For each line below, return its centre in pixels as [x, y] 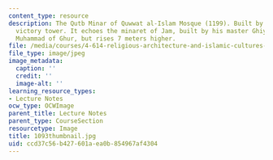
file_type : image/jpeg [47, 53]
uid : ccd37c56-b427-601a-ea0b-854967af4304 [83, 143]
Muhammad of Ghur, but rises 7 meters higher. [96, 38]
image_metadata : [36, 61]
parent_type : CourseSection [56, 121]
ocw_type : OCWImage [41, 106]
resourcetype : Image [43, 128]
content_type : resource [49, 16]
